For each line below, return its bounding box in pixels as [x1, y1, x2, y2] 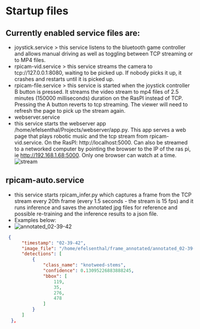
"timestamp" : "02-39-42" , [21, 240, 86, 246]
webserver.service [14, 113, 60, 121]
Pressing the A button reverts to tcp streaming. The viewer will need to [14, 101, 188, 108]
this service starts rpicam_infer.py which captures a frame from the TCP [14, 191, 192, 198]
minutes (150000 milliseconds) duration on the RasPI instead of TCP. [14, 94, 183, 102]
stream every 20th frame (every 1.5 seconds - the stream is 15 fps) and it [14, 197, 194, 204]
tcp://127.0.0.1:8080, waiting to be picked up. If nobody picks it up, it [14, 69, 182, 76]
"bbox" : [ [43, 273, 67, 279]
